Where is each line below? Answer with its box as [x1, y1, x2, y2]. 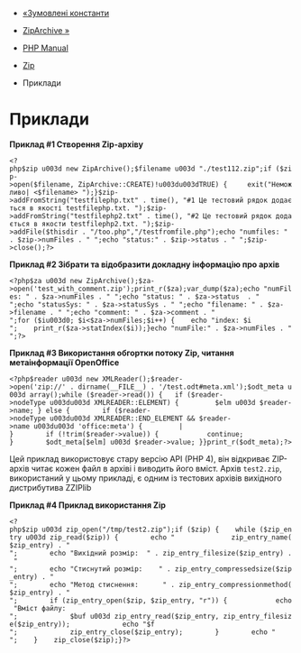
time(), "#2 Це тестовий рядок [154, 211, 272, 220]
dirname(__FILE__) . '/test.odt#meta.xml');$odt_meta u [78, 382, 293, 391]
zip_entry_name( [231, 532, 293, 542]
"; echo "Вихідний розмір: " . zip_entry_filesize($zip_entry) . [9, 548, 293, 557]
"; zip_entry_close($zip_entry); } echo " [9, 627, 277, 637]
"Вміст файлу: [13, 603, 67, 612]
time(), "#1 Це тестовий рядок [150, 196, 269, 205]
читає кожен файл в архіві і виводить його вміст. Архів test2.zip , [31, 463, 282, 474]
